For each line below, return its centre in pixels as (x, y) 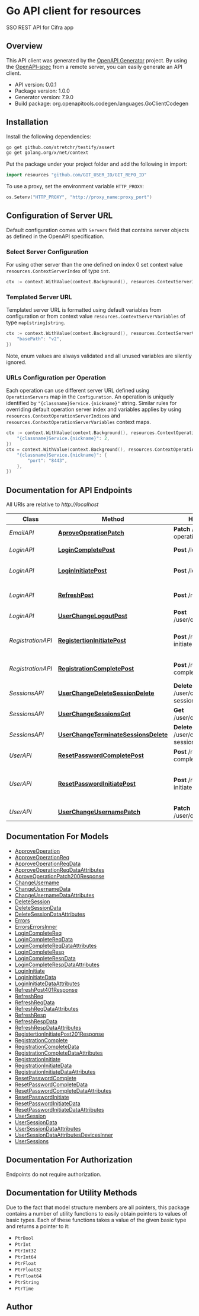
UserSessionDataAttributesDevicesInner (64, 1135)
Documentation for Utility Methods (72, 1193)
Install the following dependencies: (49, 136)
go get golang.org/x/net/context (47, 153)
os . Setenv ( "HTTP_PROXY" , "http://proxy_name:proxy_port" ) (79, 197)
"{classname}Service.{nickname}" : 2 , (63, 439)
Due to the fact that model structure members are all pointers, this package (98, 1207)
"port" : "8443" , (47, 461)
